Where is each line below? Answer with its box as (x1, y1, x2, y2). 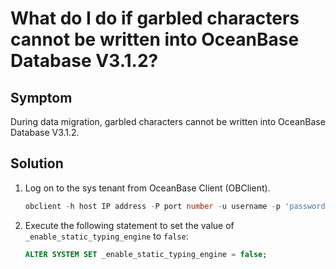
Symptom (10, 89, 73, 106)
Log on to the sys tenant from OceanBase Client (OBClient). (24, 182, 271, 194)
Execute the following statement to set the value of (24, 219, 235, 231)
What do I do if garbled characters (10, 7, 300, 30)
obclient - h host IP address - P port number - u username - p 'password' (24, 201, 330, 211)
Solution (10, 155, 64, 172)
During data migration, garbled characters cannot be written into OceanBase (10, 116, 326, 127)
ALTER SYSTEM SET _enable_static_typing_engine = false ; (24, 249, 268, 259)
